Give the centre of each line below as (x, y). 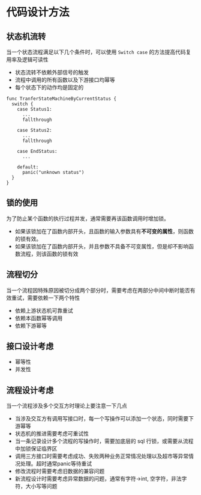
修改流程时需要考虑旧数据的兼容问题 (60, 471)
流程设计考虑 (30, 390)
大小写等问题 (41, 486)
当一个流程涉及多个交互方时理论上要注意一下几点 (67, 406)
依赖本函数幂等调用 (39, 318)
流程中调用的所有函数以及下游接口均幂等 (65, 80)
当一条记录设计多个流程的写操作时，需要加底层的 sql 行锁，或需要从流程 (104, 441)
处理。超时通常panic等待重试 (56, 464)
